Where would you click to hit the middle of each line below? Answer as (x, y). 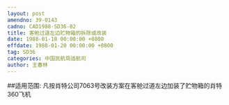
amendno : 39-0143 (32, 20)
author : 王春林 (27, 65)
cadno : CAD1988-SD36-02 (42, 26)
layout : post (26, 13)
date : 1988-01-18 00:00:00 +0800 (56, 39)
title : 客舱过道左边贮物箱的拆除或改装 (57, 33)
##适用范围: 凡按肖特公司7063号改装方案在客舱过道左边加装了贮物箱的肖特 (115, 85)
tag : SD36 (22, 52)
